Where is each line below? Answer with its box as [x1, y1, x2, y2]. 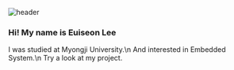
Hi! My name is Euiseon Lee [8, 27, 117, 38]
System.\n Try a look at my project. [8, 53, 123, 63]
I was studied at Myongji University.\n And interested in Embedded [8, 45, 226, 54]
